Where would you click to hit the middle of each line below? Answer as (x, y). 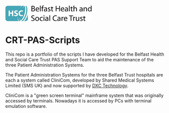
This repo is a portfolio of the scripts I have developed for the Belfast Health (85, 54)
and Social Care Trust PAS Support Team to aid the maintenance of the (80, 59)
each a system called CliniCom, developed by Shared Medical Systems (80, 80)
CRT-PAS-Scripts (43, 40)
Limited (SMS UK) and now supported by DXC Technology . (67, 85)
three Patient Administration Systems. (45, 65)
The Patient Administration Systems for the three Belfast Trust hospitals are (84, 74)
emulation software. (26, 106)
